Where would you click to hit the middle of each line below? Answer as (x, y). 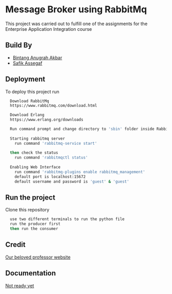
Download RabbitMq (30, 101)
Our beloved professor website (38, 257)
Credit (15, 245)
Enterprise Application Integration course (49, 29)
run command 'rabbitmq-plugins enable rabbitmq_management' (80, 172)
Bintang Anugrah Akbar (37, 57)
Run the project (30, 197)
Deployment (25, 79)
